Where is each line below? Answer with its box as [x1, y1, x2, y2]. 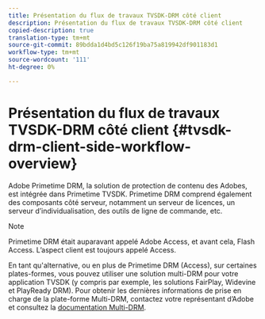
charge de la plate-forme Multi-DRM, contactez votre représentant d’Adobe [8, 294, 254, 303]
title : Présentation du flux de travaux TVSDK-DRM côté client [8, 11, 222, 20]
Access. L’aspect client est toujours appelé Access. [8, 245, 177, 254]
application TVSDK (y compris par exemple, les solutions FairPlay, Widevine [8, 277, 256, 287]
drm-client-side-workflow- [8, 138, 192, 155]
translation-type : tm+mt [8, 33, 90, 42]
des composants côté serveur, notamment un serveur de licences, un [8, 197, 236, 207]
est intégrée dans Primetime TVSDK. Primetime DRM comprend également [8, 189, 252, 199]
